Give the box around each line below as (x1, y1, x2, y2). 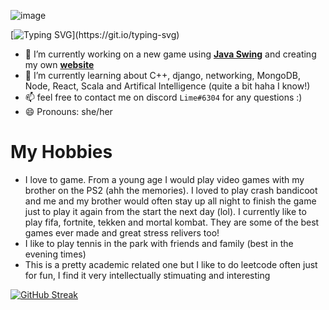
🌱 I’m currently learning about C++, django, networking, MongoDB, (24, 70, 302, 81)
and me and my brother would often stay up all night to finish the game (24, 195, 317, 207)
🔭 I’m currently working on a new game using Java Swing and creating (24, 48, 317, 60)
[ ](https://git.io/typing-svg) (10, 29, 180, 40)
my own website (24, 59, 95, 70)
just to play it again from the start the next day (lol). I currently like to (24, 205, 307, 217)
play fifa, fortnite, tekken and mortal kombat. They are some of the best (24, 216, 320, 228)
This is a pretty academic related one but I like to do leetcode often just (24, 258, 318, 270)
